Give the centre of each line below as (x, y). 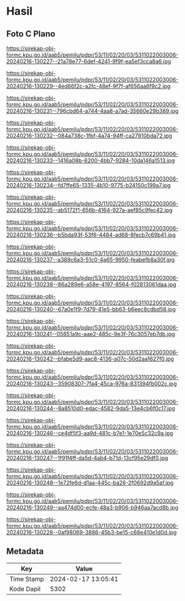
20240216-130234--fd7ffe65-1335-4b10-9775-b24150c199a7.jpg (89, 185)
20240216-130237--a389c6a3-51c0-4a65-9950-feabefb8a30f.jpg (91, 260)
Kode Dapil (25, 589)
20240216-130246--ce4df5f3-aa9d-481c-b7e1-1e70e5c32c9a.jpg (90, 433)
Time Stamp (27, 579)
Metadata (25, 551)
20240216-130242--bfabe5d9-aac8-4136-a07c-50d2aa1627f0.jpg (90, 359)
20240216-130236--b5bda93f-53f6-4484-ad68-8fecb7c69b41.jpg (91, 235)
